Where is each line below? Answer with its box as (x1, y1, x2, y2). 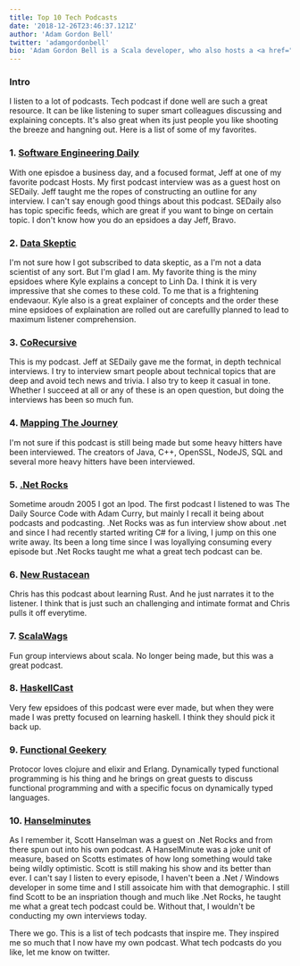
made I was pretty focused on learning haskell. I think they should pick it (9, 712, 275, 722)
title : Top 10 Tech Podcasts (9, 12, 118, 22)
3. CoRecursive (9, 336, 78, 348)
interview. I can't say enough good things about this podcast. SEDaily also (9, 196, 281, 206)
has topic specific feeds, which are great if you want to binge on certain (9, 204, 274, 215)
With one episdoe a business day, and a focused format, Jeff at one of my (9, 167, 282, 178)
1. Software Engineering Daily (9, 146, 140, 159)
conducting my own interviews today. (9, 911, 147, 921)
